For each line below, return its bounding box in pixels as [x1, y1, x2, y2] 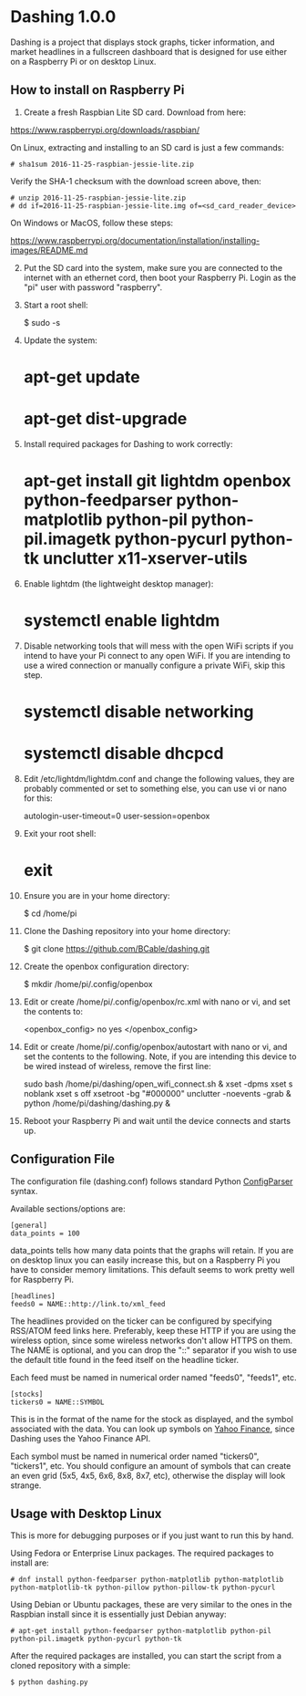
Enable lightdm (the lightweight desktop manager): [23, 577, 214, 589]
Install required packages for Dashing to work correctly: [23, 438, 233, 449]
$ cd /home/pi [23, 908, 77, 919]
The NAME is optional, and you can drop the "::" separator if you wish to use [10, 1344, 297, 1356]
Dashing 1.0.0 [10, 6, 117, 27]
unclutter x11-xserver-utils [42, 548, 249, 569]
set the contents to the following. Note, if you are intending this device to [23, 1051, 297, 1062]
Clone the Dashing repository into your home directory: [23, 925, 231, 936]
